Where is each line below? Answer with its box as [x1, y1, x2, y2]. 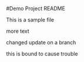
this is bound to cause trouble [6, 50, 78, 57]
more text [6, 27, 29, 35]
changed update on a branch [6, 39, 76, 46]
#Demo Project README [6, 5, 66, 12]
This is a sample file [6, 16, 55, 23]
